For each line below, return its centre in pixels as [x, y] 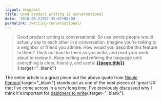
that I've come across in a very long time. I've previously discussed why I [79, 88]
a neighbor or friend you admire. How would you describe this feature [87, 47]
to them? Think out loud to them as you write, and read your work [83, 53]
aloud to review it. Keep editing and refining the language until [79, 58]
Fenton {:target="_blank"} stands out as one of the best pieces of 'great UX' [81, 83]
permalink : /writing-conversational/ [43, 23]
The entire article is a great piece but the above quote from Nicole [71, 78]
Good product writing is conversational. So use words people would [85, 37]
